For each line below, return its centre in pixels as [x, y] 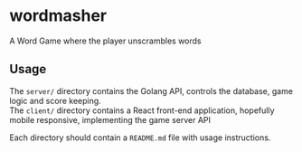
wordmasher [58, 16]
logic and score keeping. [55, 100]
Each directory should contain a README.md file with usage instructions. [140, 138]
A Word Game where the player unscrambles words [105, 41]
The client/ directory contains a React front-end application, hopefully [142, 110]
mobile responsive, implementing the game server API [110, 119]
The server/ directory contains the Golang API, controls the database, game [151, 90]
